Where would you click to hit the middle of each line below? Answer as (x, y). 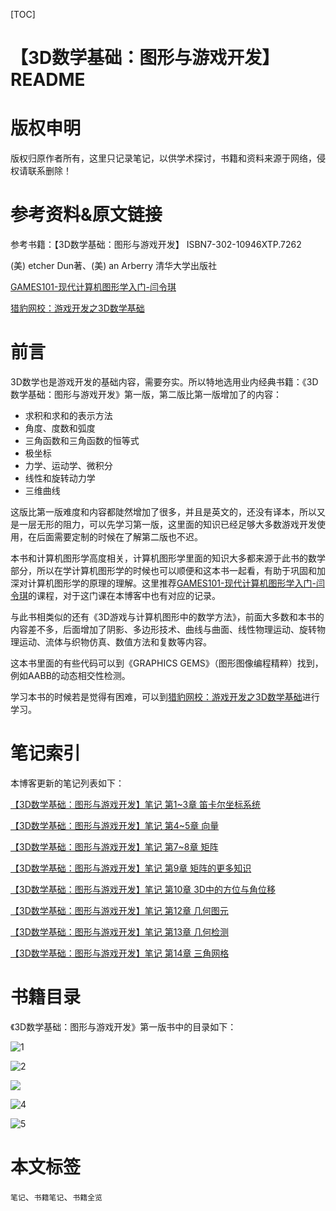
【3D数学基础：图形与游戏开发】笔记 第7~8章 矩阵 (114, 846)
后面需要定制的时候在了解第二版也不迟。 (119, 537)
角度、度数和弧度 (60, 428)
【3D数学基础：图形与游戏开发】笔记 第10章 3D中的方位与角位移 (143, 889)
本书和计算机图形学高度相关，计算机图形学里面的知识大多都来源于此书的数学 (168, 558)
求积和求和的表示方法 (68, 415)
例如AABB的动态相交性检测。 (70, 675)
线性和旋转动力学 (60, 478)
